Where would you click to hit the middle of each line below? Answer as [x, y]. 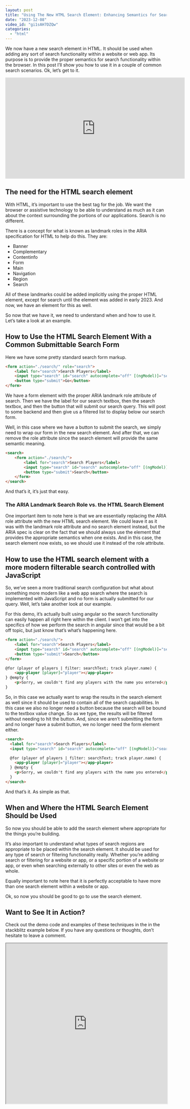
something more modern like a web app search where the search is [76, 593]
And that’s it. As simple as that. [38, 792]
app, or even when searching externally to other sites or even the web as [82, 865]
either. [12, 730]
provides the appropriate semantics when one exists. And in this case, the [83, 538]
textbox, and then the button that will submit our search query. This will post [86, 406]
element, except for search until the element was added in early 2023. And [84, 300]
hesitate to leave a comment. [36, 935]
